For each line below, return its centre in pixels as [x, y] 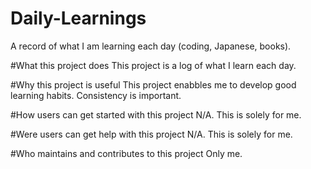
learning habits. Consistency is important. [96, 95]
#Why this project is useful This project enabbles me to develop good [153, 84]
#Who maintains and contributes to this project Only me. [126, 153]
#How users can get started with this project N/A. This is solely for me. [156, 114]
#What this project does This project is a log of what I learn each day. [153, 65]
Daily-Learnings [78, 18]
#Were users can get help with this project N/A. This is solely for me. [151, 134]
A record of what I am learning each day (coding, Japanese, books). [151, 46]
